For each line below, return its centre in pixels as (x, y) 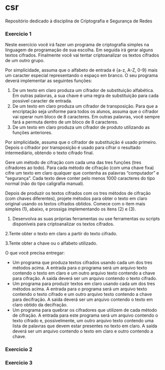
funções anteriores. (32, 133)
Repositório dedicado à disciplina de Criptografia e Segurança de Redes (79, 21)
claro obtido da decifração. (40, 305)
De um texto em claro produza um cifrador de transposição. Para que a (85, 106)
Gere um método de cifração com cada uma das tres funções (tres (73, 163)
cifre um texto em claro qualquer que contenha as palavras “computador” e (82, 173)
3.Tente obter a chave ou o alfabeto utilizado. (51, 243)
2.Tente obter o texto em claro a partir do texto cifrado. (61, 234)
